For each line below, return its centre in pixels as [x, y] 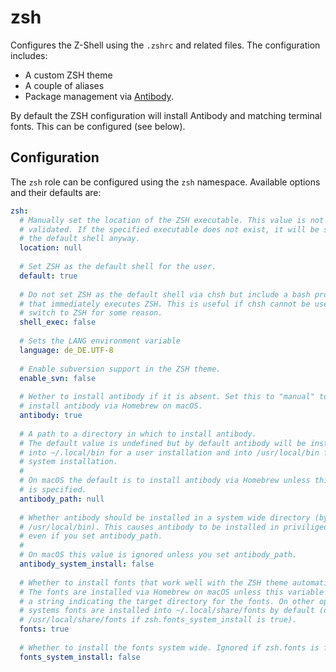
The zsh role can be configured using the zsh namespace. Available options [165, 182]
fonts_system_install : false [80, 657]
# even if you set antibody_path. [91, 536]
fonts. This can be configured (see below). [98, 126]
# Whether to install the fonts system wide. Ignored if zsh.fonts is [169, 647]
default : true [48, 276]
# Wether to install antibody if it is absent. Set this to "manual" [167, 397]
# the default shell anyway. [80, 239]
